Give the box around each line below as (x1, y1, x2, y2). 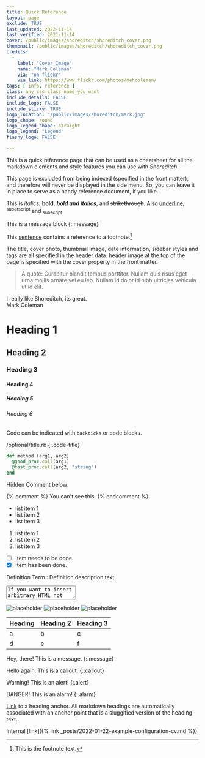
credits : (6, 49, 29, 55)
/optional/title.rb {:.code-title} (6, 441, 81, 448)
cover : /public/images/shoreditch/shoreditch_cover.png (6, 37, 151, 43)
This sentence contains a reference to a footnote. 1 (6, 232, 132, 241)
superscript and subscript (6, 206, 63, 216)
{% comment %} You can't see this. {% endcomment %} (6, 493, 149, 500)
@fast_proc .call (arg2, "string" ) (12, 464, 97, 470)
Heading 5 (6, 394, 34, 402)
